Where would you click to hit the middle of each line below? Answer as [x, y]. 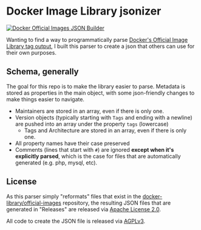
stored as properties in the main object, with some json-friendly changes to [101, 93]
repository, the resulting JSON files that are [117, 203]
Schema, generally [43, 72]
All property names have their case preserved [72, 143]
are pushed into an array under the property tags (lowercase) [92, 124]
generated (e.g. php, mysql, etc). [56, 163]
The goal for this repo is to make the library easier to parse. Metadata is [96, 86]
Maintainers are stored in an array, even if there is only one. [90, 111]
